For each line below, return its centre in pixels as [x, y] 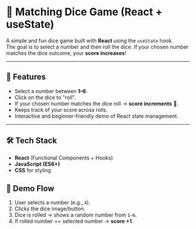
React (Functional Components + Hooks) [64, 158]
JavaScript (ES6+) [37, 164]
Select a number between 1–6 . [51, 91]
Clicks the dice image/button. [50, 209]
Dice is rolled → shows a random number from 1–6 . [76, 215]
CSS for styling [33, 170]
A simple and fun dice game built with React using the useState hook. [90, 40]
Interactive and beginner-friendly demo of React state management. [96, 116]
